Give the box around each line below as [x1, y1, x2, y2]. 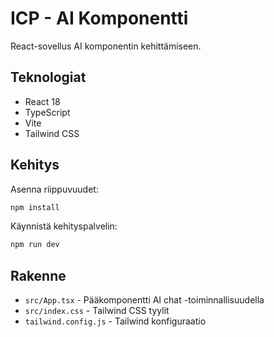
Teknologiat [10, 69, 87, 86]
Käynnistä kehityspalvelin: [10, 220, 118, 232]
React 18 [24, 95, 61, 107]
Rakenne [10, 267, 67, 284]
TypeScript [24, 106, 71, 118]
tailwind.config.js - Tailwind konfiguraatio [24, 315, 207, 327]
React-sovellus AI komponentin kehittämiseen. [10, 40, 202, 52]
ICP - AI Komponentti [10, 7, 189, 30]
